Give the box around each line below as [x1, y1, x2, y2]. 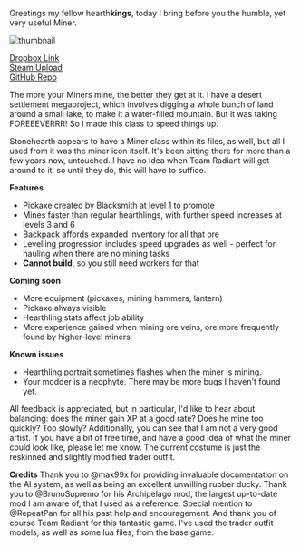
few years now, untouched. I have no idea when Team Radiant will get [9, 155, 270, 166]
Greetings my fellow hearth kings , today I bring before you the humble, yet [9, 8, 286, 18]
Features [9, 182, 44, 193]
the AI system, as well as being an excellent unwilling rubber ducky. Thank [9, 479, 287, 489]
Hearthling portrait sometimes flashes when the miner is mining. [22, 366, 263, 377]
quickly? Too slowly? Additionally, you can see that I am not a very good [9, 423, 278, 434]
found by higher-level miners [22, 331, 131, 342]
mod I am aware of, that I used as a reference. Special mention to [9, 498, 253, 509]
